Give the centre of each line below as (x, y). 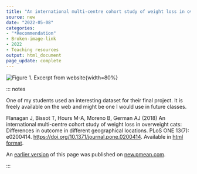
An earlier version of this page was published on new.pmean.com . (86, 154)
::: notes (16, 89)
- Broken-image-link (31, 39)
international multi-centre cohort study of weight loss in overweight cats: (94, 124)
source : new (21, 17)
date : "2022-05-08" (30, 22)
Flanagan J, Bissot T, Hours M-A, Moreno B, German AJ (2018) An (86, 118)
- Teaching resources (33, 50)
